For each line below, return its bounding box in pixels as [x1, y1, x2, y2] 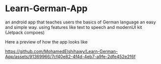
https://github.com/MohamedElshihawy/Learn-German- [5, 48, 118, 54]
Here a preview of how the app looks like [5, 39, 88, 44]
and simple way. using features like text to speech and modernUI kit [5, 24, 142, 30]
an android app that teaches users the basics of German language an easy [5, 19, 156, 25]
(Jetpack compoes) [5, 29, 45, 35]
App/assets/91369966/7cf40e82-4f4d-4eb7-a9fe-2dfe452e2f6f [5, 53, 136, 59]
